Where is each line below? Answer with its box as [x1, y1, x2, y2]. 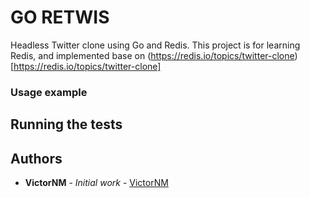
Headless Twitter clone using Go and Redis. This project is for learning [10, 39, 301, 51]
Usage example [10, 85, 88, 99]
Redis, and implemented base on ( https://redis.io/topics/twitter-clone [10, 49, 295, 61]
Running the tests [10, 116, 123, 133]
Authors [10, 150, 63, 167]
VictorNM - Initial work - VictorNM [24, 177, 169, 189]
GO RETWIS [10, 6, 110, 29]
